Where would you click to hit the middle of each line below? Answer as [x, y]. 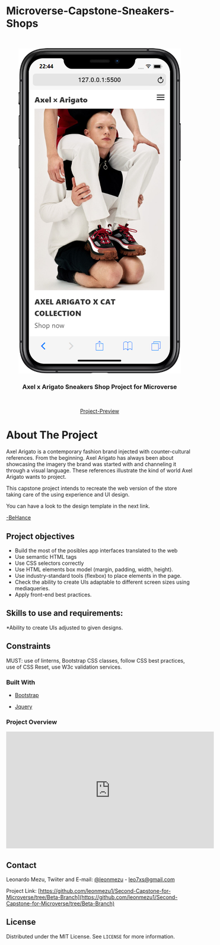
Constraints [28, 646]
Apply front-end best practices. [53, 594]
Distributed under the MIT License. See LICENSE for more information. [90, 936]
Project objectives [41, 536]
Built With [21, 682]
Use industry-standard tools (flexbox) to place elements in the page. [98, 575]
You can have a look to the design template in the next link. [78, 506]
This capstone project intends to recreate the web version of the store [92, 488]
